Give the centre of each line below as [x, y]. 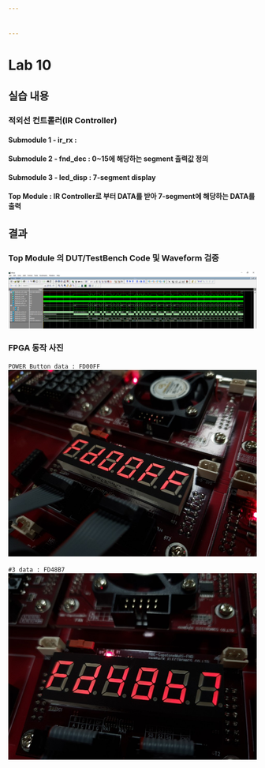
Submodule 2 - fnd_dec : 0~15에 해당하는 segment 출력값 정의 [108, 159]
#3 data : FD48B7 [37, 569]
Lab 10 [30, 65]
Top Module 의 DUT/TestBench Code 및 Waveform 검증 [114, 258]
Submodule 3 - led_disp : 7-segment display [82, 177]
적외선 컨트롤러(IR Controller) [63, 120]
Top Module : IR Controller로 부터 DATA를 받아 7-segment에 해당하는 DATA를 [132, 197]
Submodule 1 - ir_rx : [43, 140]
